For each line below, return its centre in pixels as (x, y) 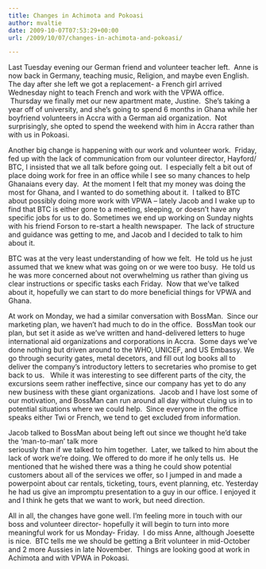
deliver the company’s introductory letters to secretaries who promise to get (133, 367)
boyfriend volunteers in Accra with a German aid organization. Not (118, 118)
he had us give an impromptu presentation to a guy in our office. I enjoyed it (132, 492)
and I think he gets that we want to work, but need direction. (106, 501)
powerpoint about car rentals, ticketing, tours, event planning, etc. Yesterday (133, 484)
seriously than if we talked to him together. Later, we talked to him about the (133, 450)
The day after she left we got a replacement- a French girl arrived (115, 84)
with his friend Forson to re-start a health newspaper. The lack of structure (131, 226)
